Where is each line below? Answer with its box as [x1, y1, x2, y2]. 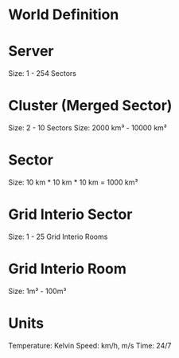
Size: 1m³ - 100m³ [8, 286, 67, 296]
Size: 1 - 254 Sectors [8, 69, 77, 78]
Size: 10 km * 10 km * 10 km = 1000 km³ [8, 177, 138, 187]
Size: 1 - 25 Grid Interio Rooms [8, 232, 108, 241]
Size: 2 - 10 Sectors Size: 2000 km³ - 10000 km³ [8, 123, 167, 133]
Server [8, 42, 54, 61]
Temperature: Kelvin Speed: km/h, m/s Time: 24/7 [8, 340, 172, 350]
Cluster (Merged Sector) [8, 97, 173, 115]
